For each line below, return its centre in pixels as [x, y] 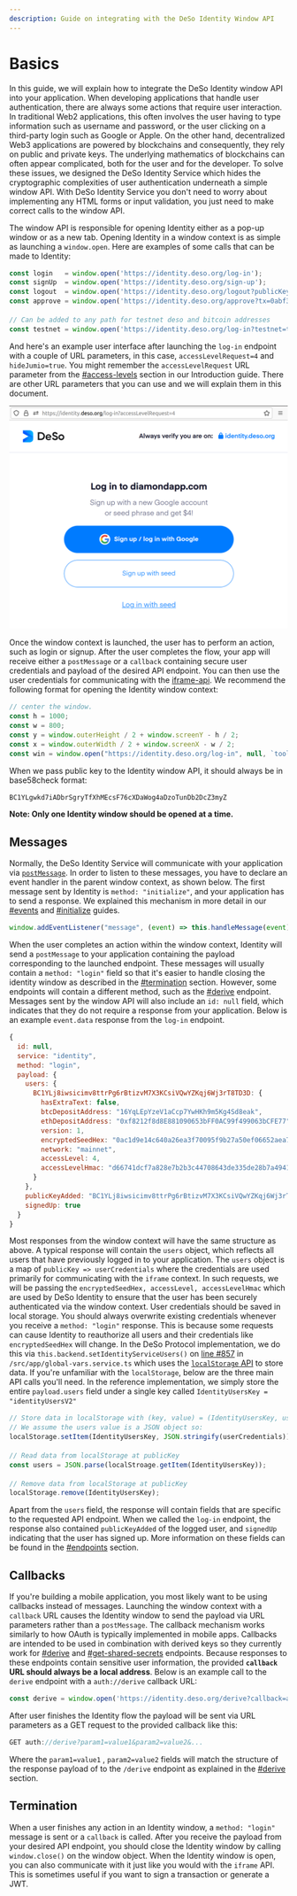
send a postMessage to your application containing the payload [122, 954]
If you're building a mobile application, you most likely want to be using [138, 1597]
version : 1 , [63, 1130]
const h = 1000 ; [39, 716]
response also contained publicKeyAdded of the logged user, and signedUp [143, 1528]
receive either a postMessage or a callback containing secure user [128, 662]
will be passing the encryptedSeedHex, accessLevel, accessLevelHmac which [147, 1288]
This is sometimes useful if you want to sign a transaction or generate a [139, 1874]
